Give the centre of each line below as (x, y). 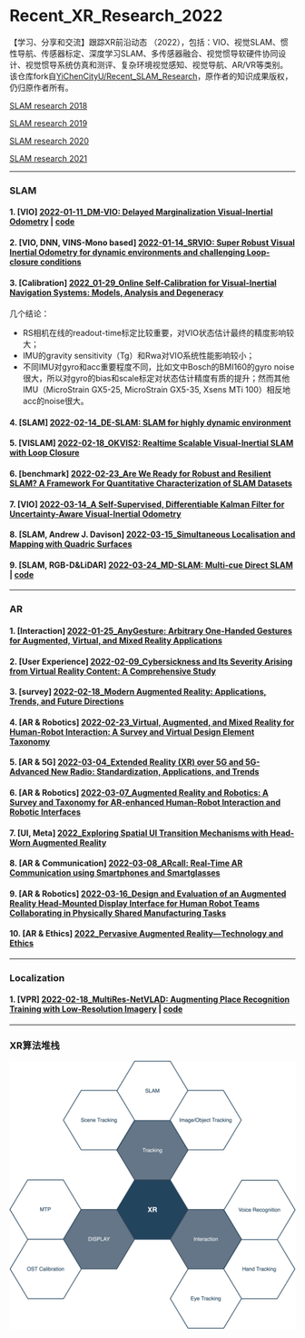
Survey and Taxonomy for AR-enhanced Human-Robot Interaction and (145, 802)
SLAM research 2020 (49, 141)
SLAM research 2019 (49, 123)
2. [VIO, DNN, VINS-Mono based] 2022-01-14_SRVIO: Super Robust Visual (152, 243)
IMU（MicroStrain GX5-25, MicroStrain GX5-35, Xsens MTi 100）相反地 (156, 390)
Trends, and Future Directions (67, 701)
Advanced (30, 772)
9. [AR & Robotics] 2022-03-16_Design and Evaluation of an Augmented (148, 893)
